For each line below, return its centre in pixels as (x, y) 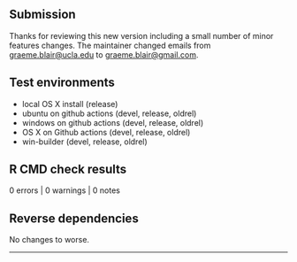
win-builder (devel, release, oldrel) (84, 142)
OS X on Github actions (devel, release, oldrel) (106, 132)
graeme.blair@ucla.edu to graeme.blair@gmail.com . (104, 54)
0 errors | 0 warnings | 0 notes (65, 190)
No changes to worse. (49, 240)
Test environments (62, 83)
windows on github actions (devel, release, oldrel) (113, 122)
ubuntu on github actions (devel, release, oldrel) (109, 113)
